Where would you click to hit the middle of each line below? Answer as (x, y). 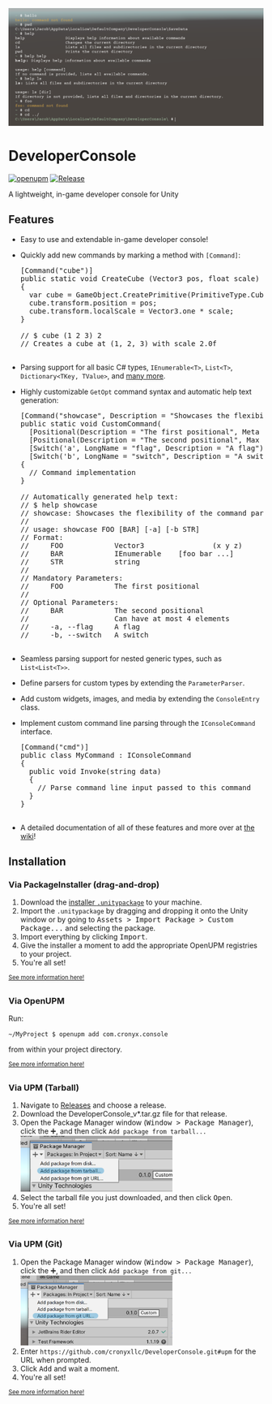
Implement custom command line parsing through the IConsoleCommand (138, 723)
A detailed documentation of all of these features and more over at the (137, 827)
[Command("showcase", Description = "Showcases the (125, 415)
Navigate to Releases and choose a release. (93, 1105)
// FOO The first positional (110, 586)
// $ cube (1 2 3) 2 (61, 335)
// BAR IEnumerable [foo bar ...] (127, 553)
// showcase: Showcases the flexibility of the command (133, 513)
